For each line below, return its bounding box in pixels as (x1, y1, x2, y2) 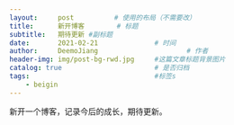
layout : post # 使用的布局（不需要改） (9, 13, 196, 22)
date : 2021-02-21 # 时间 (9, 38, 176, 48)
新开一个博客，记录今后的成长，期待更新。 (9, 105, 167, 117)
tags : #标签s (9, 72, 176, 81)
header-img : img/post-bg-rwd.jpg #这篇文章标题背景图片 (9, 55, 226, 64)
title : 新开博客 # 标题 (9, 22, 139, 31)
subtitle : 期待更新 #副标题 (9, 30, 113, 39)
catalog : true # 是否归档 (9, 64, 190, 73)
